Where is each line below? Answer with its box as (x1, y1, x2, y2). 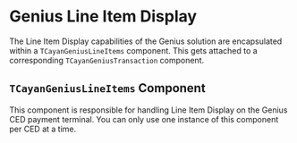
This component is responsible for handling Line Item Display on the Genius (9, 105, 288, 115)
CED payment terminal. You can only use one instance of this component (9, 114, 279, 124)
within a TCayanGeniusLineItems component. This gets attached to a (9, 45, 258, 55)
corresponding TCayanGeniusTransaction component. (9, 55, 205, 65)
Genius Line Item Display (9, 6, 198, 27)
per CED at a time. (9, 123, 77, 134)
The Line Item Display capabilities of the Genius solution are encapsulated (9, 36, 283, 46)
